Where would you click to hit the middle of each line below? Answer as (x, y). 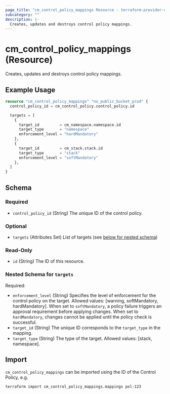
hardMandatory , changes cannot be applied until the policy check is (82, 317)
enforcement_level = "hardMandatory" (58, 134)
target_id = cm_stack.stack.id (60, 148)
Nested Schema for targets (39, 274)
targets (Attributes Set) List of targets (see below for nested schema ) (85, 237)
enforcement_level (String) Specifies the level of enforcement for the (84, 295)
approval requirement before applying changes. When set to (75, 311)
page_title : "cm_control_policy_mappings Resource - (62, 10)
